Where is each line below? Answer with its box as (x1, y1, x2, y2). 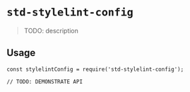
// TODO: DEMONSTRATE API (6, 78, 83, 85)
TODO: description (23, 26, 79, 35)
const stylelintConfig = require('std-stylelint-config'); (6, 66, 184, 73)
